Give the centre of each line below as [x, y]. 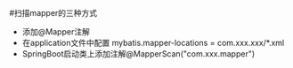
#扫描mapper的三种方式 [53, 13]
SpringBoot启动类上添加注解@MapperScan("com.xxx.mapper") [138, 54]
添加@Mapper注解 [56, 32]
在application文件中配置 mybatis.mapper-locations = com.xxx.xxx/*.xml [153, 43]
